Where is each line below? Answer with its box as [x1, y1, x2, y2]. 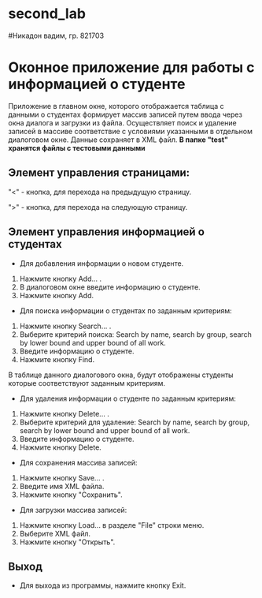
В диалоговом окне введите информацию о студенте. [19, 282, 201, 292]
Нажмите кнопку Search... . [19, 321, 112, 331]
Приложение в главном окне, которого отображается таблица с [8, 101, 224, 110]
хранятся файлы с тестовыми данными [8, 143, 146, 152]
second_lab [8, 5, 87, 23]
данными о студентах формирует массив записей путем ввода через [8, 110, 242, 119]
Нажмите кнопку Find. [19, 354, 95, 364]
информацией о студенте [8, 76, 186, 93]
